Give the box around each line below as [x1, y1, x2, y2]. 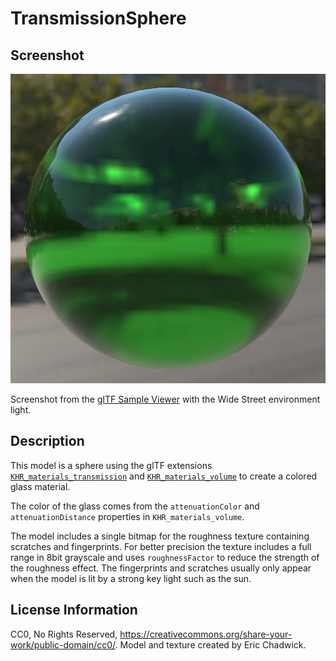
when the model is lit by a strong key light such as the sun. [10, 572, 252, 584]
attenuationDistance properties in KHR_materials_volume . [10, 510, 245, 522]
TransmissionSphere [10, 7, 187, 30]
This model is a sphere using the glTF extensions [10, 459, 213, 471]
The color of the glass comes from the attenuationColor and [10, 500, 260, 512]
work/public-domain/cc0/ [10, 638, 116, 651]
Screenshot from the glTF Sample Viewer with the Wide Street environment [10, 393, 321, 406]
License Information [10, 602, 138, 619]
